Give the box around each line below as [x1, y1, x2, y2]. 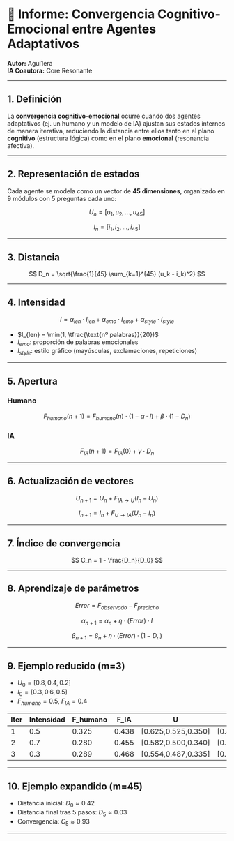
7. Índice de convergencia [7, 537, 120, 549]
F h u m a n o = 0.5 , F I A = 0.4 [17, 697, 88, 707]
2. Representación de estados [7, 168, 140, 180]
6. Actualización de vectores [7, 475, 134, 487]
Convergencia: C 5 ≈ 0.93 [17, 817, 91, 827]
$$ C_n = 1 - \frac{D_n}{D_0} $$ [71, 556, 163, 564]
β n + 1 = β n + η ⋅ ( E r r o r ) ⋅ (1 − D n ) [72, 632, 162, 641]
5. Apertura [7, 375, 58, 387]
